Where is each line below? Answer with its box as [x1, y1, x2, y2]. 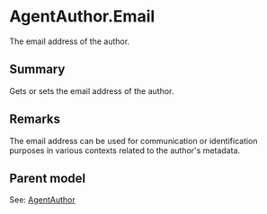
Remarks [9, 112, 61, 127]
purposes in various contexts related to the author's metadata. [9, 145, 241, 156]
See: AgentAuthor [9, 194, 76, 205]
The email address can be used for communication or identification [9, 135, 258, 146]
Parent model [9, 170, 86, 185]
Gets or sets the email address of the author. [9, 85, 174, 96]
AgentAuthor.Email [9, 6, 156, 27]
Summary [9, 62, 66, 77]
